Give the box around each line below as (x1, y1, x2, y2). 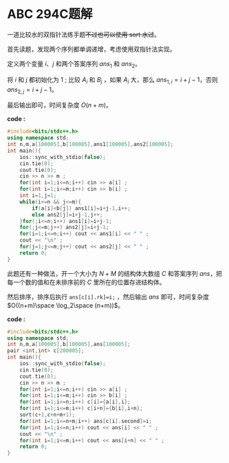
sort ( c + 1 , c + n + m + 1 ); (19, 411, 76, 418)
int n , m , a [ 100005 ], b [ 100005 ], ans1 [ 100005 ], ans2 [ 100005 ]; (7, 141, 174, 148)
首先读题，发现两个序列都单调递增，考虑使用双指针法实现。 (7, 45, 176, 53)
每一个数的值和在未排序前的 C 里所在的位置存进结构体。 (7, 278, 166, 286)
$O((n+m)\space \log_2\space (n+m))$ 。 (7, 301, 124, 310)
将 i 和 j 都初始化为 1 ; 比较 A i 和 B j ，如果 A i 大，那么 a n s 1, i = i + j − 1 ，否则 (7, 75, 218, 85)
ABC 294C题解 (7, 6, 93, 22)
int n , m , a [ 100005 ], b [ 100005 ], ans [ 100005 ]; (7, 341, 131, 348)
